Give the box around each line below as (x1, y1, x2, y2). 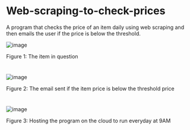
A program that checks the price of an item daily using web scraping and (6, 24, 185, 31)
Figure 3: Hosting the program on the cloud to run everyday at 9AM (6, 117, 171, 125)
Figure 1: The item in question (6, 53, 78, 60)
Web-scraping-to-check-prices (6, 4, 166, 18)
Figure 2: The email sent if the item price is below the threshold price (6, 85, 175, 92)
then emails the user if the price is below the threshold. (6, 30, 141, 37)
